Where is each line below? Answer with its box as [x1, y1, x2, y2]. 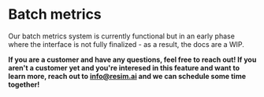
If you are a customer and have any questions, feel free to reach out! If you [8, 55, 257, 64]
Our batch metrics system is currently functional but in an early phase [8, 31, 235, 41]
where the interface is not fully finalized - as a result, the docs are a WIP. [8, 39, 244, 48]
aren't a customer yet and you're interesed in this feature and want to [8, 63, 240, 72]
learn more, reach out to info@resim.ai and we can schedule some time [8, 71, 247, 81]
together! [8, 80, 40, 89]
